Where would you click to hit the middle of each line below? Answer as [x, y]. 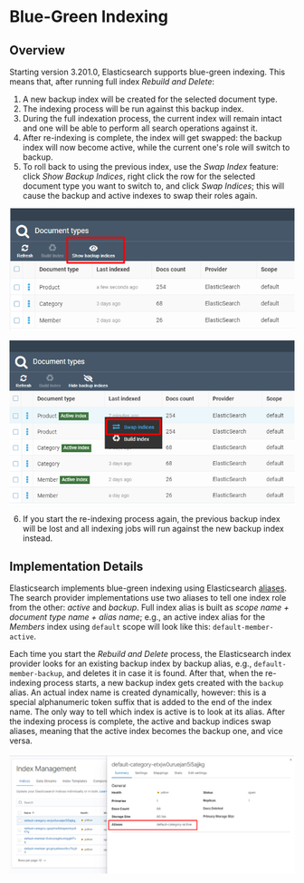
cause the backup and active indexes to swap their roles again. [140, 196]
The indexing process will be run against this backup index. [133, 109]
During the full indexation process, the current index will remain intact [152, 118]
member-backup [36, 674]
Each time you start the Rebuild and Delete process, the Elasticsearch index [150, 654]
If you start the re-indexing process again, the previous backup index [151, 518]
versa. [21, 741]
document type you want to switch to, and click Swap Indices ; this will [153, 186]
